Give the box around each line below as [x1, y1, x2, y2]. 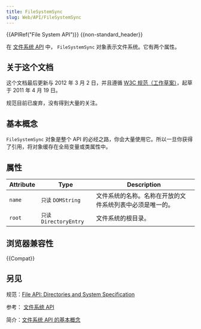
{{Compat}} [6, 255, 35, 262]
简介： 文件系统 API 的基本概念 [6, 316, 81, 323]
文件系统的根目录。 [96, 214, 151, 222]
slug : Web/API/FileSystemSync [6, 14, 82, 20]
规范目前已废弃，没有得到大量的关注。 [6, 99, 100, 106]
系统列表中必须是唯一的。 [102, 200, 175, 209]
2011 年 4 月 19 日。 [13, 87, 61, 94]
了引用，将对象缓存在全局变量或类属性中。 [6, 143, 111, 150]
